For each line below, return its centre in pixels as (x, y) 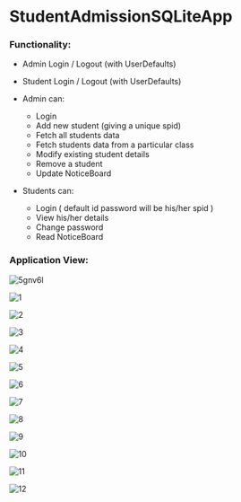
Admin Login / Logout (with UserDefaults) (99, 64)
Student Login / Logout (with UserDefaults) (102, 82)
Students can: (48, 191)
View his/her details (72, 218)
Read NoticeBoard (69, 237)
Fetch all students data (77, 136)
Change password (69, 227)
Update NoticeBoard (73, 173)
